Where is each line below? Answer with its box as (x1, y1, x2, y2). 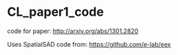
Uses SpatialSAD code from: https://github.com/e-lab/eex (7, 40, 171, 48)
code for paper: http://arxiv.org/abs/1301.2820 (7, 27, 139, 35)
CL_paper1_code (7, 4, 104, 20)
